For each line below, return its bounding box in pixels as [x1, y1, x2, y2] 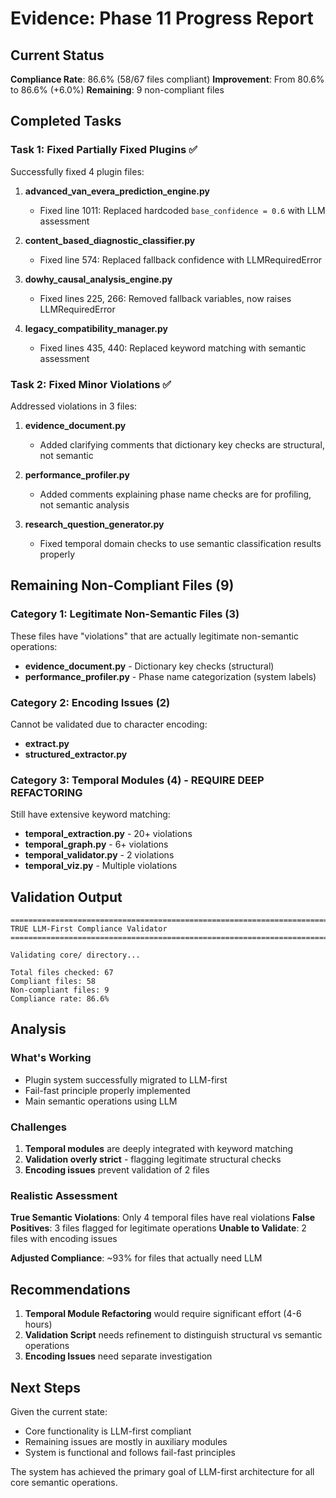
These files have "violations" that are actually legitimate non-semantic [10, 630, 299, 642]
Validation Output [10, 888, 123, 906]
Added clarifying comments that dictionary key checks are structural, [39, 438, 325, 451]
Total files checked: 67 [10, 968, 114, 978]
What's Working [10, 1051, 92, 1065]
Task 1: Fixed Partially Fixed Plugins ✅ [10, 143, 198, 157]
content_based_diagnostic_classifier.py [24, 234, 196, 246]
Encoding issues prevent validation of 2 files [24, 1164, 210, 1176]
